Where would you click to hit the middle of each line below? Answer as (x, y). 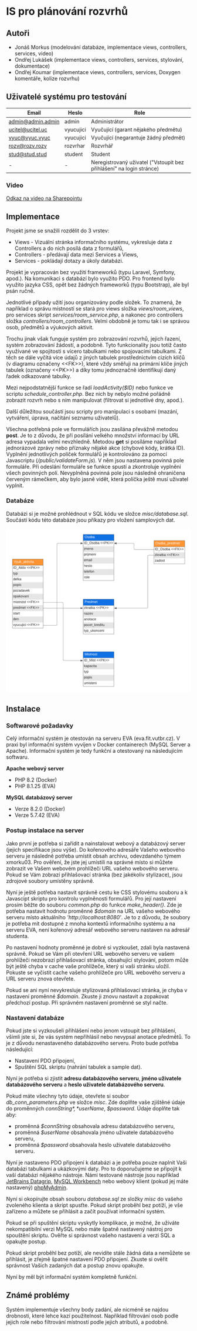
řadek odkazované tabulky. (39, 376)
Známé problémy (38, 1295)
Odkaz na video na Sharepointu (44, 198)
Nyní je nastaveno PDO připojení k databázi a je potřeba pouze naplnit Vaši (96, 1162)
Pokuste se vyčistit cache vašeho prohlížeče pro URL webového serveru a (96, 972)
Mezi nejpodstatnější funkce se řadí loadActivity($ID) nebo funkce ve (90, 388)
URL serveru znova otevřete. (40, 979)
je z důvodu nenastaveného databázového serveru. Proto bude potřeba (92, 1043)
